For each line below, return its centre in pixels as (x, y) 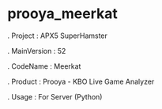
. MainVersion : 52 (37, 51)
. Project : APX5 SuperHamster (58, 36)
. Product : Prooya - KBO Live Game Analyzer (81, 81)
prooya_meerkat (62, 14)
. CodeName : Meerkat (44, 66)
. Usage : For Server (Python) (55, 96)
